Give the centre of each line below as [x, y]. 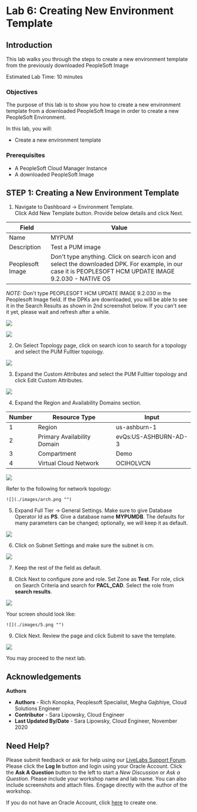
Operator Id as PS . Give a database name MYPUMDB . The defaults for [99, 517]
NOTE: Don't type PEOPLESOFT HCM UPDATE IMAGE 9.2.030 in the [89, 293]
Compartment [57, 454]
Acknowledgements [44, 676]
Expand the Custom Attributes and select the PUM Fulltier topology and [101, 374]
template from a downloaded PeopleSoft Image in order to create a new [92, 111]
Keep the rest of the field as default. [58, 568]
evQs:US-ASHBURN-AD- [152, 437]
